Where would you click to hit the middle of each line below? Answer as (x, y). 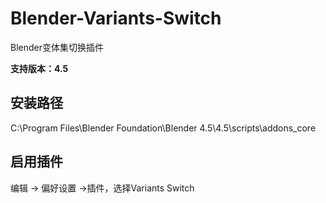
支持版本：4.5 (39, 68)
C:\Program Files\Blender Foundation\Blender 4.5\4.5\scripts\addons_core (163, 128)
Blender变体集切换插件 (57, 47)
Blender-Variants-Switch (116, 18)
